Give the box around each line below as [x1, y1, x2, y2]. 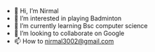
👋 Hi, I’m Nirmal [13, 7, 59, 15]
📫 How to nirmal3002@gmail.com [13, 37, 114, 45]
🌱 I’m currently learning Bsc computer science [13, 22, 148, 30]
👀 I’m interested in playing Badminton [13, 14, 122, 22]
